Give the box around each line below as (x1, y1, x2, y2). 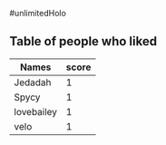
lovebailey (14, 105, 57, 118)
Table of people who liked (9, 34, 157, 49)
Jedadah (14, 76, 52, 89)
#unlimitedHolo (9, 8, 66, 18)
